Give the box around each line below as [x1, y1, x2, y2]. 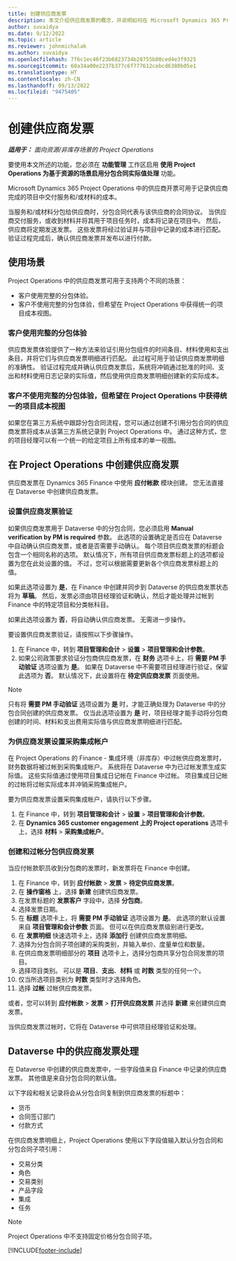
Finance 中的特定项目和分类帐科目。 [8, 600, 113, 609]
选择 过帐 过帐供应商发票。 [18, 984, 96, 992]
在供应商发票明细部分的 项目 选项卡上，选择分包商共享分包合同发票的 [18, 949, 218, 957]
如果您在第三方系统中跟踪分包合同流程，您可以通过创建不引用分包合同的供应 [8, 419, 229, 427]
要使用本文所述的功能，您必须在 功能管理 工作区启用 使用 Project [8, 161, 195, 169]
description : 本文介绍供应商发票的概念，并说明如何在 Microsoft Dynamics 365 [8, 17, 220, 24]
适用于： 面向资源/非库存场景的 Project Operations [8, 145, 154, 154]
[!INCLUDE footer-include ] [8, 1246, 83, 1254]
